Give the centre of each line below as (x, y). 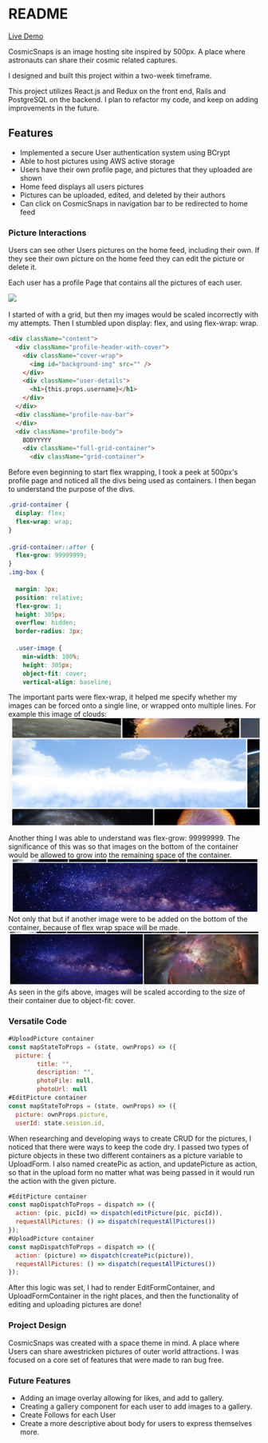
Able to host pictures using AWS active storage (97, 161)
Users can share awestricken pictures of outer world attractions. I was (124, 1351)
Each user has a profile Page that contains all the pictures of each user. (125, 283)
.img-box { (26, 573)
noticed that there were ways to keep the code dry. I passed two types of (129, 1147)
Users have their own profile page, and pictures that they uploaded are (136, 170)
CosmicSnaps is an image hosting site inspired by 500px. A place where (127, 51)
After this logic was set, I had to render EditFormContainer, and (112, 1288)
